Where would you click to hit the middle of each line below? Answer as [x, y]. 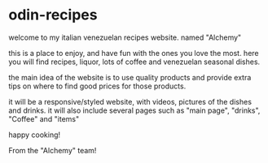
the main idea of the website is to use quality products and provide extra [130, 77]
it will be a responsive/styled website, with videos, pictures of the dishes [130, 101]
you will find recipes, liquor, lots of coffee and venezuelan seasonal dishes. [134, 62]
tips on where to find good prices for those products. [97, 86]
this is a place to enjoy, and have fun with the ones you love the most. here [134, 53]
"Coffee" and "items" [44, 118]
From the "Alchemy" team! [53, 150]
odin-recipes [53, 15]
